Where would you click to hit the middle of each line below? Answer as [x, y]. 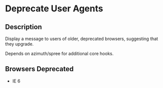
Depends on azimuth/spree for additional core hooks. [59, 53]
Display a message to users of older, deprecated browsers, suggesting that [81, 39]
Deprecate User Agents [54, 9]
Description [23, 27]
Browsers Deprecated [40, 69]
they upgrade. [19, 44]
